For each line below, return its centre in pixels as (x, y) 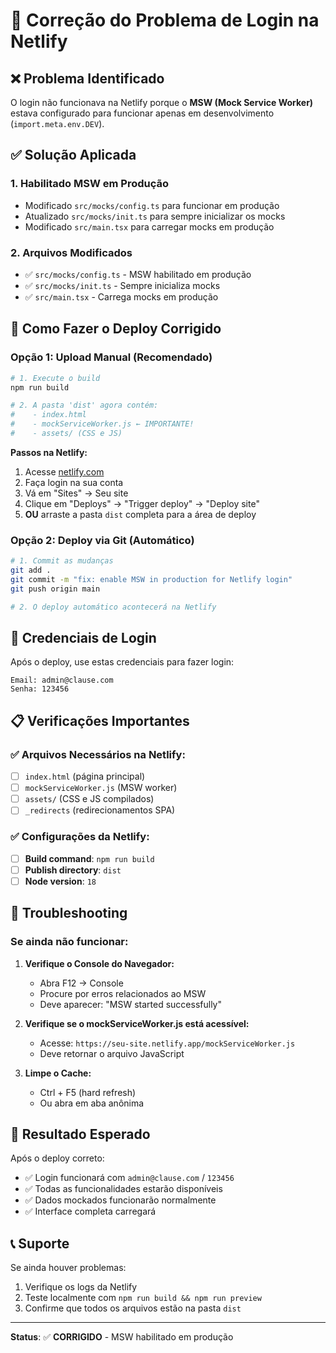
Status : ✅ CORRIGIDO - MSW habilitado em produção (122, 1337)
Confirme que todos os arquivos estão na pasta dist (133, 1308)
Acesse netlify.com (64, 471)
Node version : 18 (60, 881)
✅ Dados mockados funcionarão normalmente (120, 1200)
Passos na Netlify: (49, 452)
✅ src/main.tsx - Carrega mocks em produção (121, 296)
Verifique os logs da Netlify (81, 1287)
